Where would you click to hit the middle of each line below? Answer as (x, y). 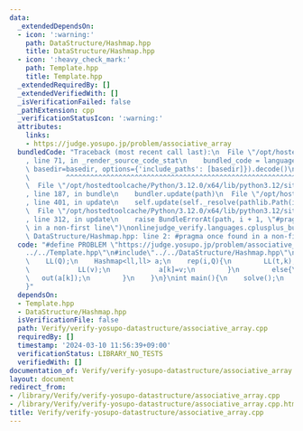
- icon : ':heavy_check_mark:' (74, 60)
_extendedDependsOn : (56, 26)
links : (38, 136)
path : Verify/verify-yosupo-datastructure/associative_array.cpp (143, 329)
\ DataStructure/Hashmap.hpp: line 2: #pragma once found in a (147, 236)
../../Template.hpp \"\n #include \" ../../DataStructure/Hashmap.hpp (153, 253)
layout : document (42, 379)
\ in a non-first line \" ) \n (78, 228)
